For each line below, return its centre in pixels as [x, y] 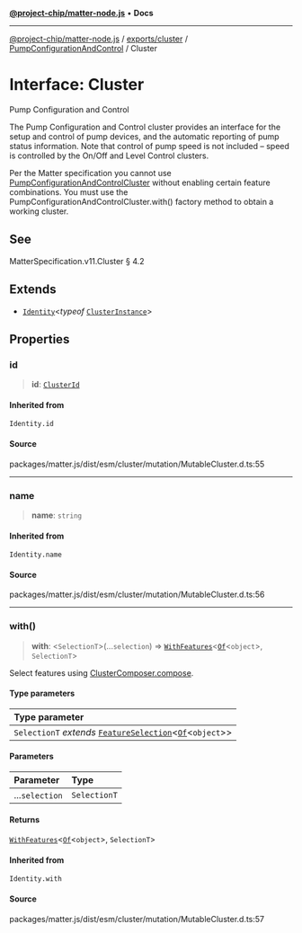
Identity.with [36, 879]
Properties [40, 339]
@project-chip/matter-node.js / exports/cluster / [99, 39]
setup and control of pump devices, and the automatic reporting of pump [145, 136]
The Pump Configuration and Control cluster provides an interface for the [145, 127]
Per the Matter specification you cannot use [91, 173]
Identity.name [36, 555]
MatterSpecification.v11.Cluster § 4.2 [77, 261]
